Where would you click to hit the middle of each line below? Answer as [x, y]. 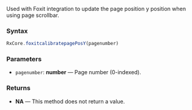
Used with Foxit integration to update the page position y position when [96, 9]
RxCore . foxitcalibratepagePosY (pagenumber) [63, 44]
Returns [18, 88]
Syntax [17, 31]
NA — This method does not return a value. [70, 101]
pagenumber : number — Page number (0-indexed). [78, 72]
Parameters [24, 59]
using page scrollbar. [33, 15]
